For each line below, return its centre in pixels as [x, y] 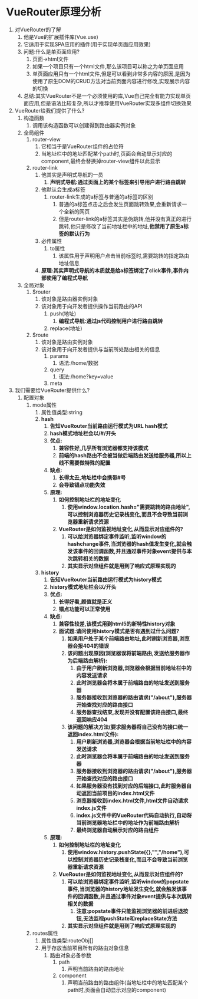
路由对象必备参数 [70, 955]
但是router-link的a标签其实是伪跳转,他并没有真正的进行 [125, 219]
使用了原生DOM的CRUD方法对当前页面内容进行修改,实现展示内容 [111, 81]
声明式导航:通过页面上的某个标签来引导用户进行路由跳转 [118, 182]
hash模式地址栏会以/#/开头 [83, 433]
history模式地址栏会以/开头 [83, 586]
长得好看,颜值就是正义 [85, 601]
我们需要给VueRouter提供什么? [52, 390]
